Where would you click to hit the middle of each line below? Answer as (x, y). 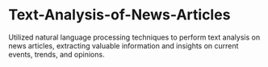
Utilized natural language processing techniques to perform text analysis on (134, 37)
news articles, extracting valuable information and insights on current (124, 45)
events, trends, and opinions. (57, 54)
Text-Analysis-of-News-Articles (119, 15)
